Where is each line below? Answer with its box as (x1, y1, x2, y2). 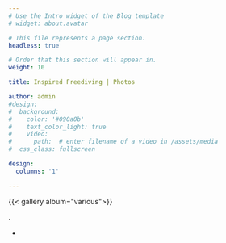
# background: (8, 107, 60, 115)
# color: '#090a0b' (8, 115, 85, 124)
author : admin (8, 93, 56, 101)
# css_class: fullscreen (8, 145, 95, 153)
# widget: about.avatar (8, 19, 89, 27)
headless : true (8, 41, 60, 49)
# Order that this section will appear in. (8, 56, 157, 65)
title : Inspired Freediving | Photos (8, 78, 136, 86)
